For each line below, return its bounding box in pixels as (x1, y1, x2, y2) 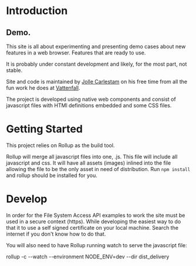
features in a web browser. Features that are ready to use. (6, 49, 146, 56)
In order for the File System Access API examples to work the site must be (6, 212, 185, 219)
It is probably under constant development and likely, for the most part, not (6, 60, 187, 67)
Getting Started (6, 122, 83, 136)
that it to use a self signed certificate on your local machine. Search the (6, 224, 179, 231)
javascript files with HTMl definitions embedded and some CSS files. (6, 102, 172, 109)
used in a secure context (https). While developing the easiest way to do (6, 218, 181, 225)
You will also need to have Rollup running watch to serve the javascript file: (6, 241, 187, 248)
